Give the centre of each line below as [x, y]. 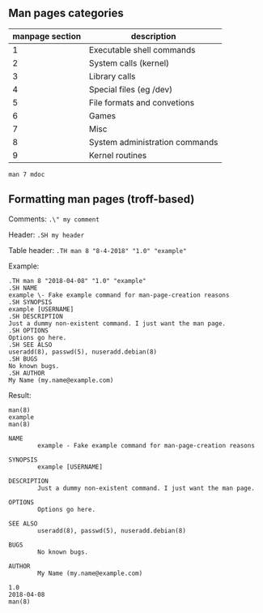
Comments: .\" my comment [54, 219]
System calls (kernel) [129, 62]
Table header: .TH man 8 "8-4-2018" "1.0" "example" [98, 250]
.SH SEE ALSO [30, 345]
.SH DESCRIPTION [36, 316]
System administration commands [153, 142]
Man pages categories [66, 13]
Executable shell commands [142, 49]
